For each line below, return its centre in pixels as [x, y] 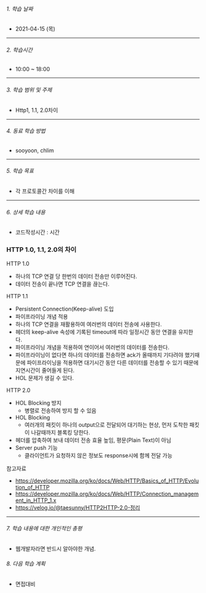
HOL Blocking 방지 [38, 403]
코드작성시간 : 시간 [37, 232]
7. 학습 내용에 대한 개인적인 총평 [44, 529]
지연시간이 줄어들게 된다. [45, 370]
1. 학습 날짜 [20, 9]
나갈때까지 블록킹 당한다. [60, 432]
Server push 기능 [36, 448]
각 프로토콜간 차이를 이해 [45, 191]
